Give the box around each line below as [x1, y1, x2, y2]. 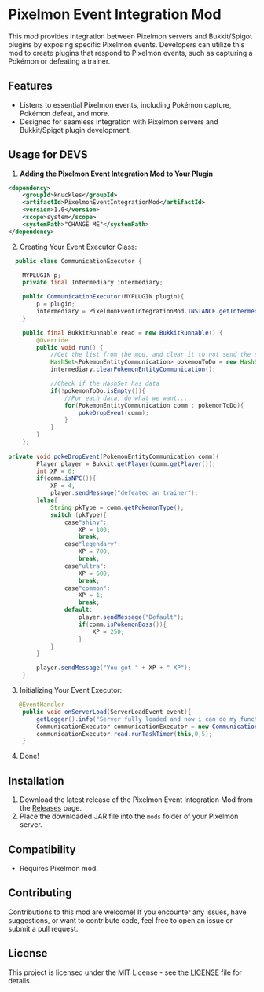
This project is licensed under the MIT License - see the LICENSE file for [8, 968, 242, 977]
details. [8, 976, 32, 985]
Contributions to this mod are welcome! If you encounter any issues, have [8, 907, 247, 917]
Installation [8, 774, 64, 787]
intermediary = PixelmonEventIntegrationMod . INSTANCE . [36, 308, 220, 316]
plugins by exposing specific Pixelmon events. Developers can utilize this [8, 39, 245, 49]
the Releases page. [19, 803, 82, 813]
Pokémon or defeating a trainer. [8, 57, 111, 66]
